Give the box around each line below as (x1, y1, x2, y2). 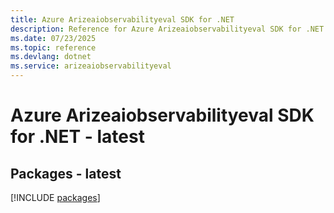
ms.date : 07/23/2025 (10, 33, 97, 43)
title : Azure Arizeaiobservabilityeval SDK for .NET (10, 14, 235, 25)
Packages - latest (10, 165, 122, 182)
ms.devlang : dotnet (10, 52, 92, 62)
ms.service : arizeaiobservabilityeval (10, 61, 172, 71)
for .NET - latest (10, 126, 145, 148)
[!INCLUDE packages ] (10, 192, 101, 203)
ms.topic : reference (10, 42, 97, 53)
